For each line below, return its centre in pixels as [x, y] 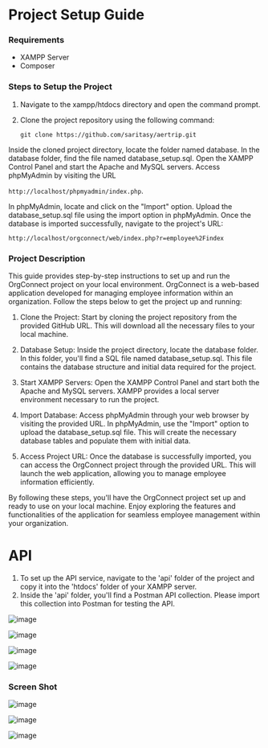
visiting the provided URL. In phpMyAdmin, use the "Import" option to [134, 424]
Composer [37, 66]
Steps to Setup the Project [60, 87]
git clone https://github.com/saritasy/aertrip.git [108, 134]
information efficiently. [57, 482]
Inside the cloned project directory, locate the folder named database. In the [134, 150]
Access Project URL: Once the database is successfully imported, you [136, 457]
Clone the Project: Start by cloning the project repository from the [128, 317]
